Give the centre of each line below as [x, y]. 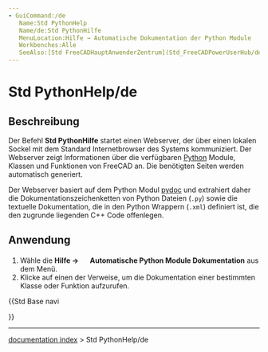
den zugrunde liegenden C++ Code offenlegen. [86, 215]
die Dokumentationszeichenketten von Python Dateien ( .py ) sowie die [123, 198]
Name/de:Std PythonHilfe [60, 30]
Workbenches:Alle [48, 45]
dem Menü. [39, 268]
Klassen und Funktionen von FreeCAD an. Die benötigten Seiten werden [126, 166]
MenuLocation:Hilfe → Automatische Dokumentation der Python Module [135, 38]
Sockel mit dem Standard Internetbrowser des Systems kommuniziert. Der [130, 149]
